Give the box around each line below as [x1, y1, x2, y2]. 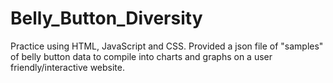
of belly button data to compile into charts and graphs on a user [10, 50, 273, 62]
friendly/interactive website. [10, 61, 125, 73]
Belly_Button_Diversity [10, 7, 203, 30]
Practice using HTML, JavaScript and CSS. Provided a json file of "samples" [10, 40, 324, 52]
